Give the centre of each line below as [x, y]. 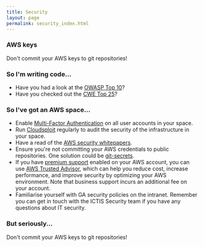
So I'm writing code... [39, 74]
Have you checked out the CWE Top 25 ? [66, 94]
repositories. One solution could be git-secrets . [75, 156]
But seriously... [30, 224]
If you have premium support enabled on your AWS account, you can [102, 162]
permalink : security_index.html [47, 23]
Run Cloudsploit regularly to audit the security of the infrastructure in [102, 130]
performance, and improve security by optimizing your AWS [91, 175]
